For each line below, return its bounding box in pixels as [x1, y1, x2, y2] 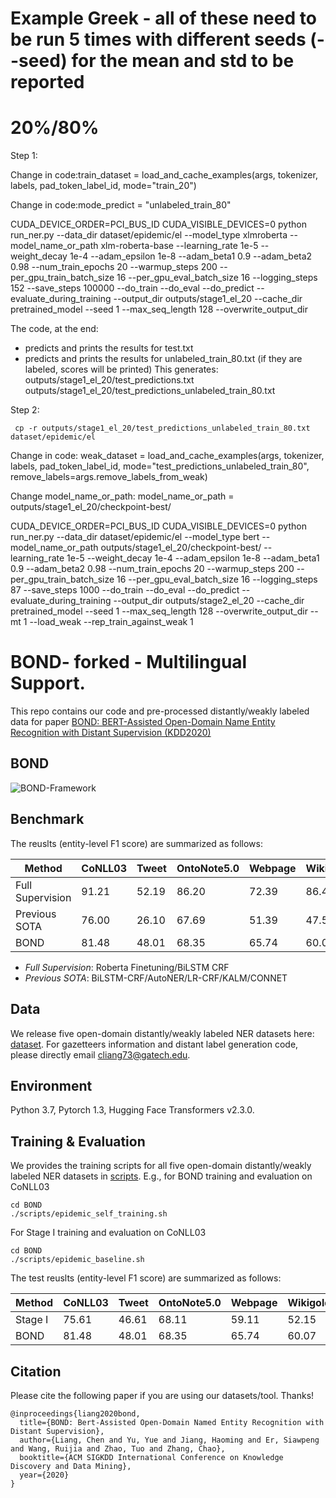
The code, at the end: [10, 323, 99, 335]
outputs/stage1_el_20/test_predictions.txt [24, 374, 195, 386]
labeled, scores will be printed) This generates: [24, 363, 219, 376]
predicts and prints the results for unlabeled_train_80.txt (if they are [24, 353, 303, 365]
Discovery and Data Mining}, [10, 1461, 132, 1471]
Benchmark [10, 811, 85, 828]
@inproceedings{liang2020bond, [10, 1408, 141, 1419]
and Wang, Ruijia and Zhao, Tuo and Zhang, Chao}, [10, 1443, 226, 1454]
